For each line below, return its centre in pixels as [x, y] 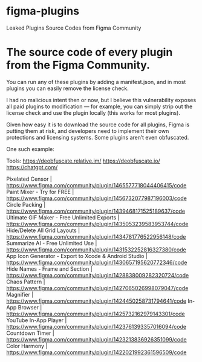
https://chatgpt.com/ [32, 167]
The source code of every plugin [90, 52]
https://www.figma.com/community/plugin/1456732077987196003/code [97, 198]
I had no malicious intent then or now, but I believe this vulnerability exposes [101, 100]
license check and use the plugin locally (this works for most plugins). [93, 112]
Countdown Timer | [30, 333]
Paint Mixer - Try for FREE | [40, 192]
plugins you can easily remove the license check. [67, 88]
